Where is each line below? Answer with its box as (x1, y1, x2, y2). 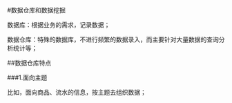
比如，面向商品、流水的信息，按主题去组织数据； (7, 88, 146, 96)
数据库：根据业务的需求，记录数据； (7, 21, 110, 29)
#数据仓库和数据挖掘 (7, 6, 66, 14)
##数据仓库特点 (7, 59, 52, 67)
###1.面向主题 (7, 73, 48, 82)
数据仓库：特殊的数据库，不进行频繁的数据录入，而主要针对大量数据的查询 (7, 35, 219, 44)
